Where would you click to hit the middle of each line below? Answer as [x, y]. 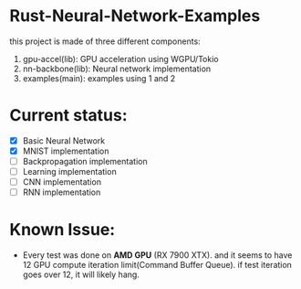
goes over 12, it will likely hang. [81, 274]
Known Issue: [62, 230]
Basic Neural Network [64, 140]
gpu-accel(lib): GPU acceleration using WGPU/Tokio [120, 59]
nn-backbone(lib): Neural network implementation [117, 69]
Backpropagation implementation [85, 161]
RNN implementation [62, 192]
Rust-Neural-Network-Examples [135, 16]
